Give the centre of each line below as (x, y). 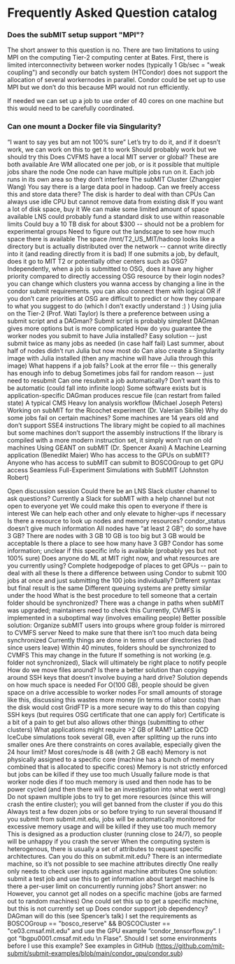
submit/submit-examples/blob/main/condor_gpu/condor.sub (94, 953)
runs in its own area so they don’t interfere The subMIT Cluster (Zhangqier (114, 179)
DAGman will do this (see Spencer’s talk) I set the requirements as (102, 916)
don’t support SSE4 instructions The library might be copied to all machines (116, 425)
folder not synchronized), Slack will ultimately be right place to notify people (117, 662)
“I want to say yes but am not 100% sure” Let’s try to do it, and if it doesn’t (114, 142)
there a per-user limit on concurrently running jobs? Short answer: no (107, 886)
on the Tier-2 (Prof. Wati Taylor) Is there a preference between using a (108, 313)
